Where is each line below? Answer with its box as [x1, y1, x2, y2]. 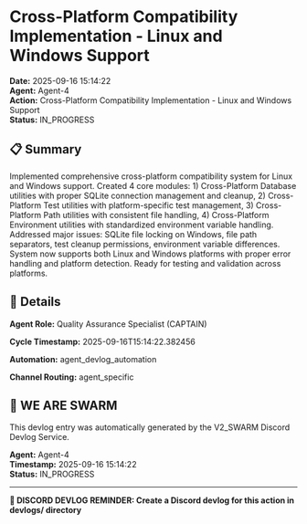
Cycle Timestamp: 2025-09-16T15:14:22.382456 [9, 336, 196, 347]
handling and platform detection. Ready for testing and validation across [9, 257, 281, 268]
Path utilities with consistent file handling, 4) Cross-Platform [43, 209, 270, 220]
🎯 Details [9, 294, 61, 309]
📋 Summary [9, 141, 82, 157]
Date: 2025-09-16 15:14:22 [9, 75, 111, 86]
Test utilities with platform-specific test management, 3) [43, 199, 254, 211]
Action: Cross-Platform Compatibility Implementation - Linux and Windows [9, 94, 292, 106]
